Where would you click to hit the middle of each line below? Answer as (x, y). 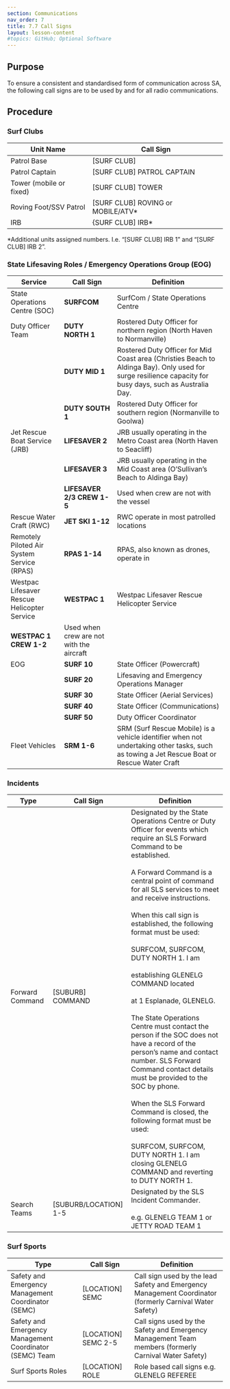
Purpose (26, 67)
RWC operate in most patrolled (166, 516)
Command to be (157, 847)
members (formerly (166, 1347)
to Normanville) (141, 338)
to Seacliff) (135, 449)
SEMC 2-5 (100, 1342)
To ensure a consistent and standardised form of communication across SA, (114, 83)
